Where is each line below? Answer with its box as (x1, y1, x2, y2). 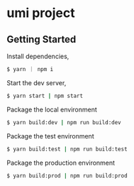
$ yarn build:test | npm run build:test (6, 146, 128, 153)
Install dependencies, (6, 52, 69, 60)
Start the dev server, (6, 78, 67, 87)
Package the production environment (6, 158, 115, 167)
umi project (6, 5, 75, 21)
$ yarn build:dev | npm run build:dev (6, 119, 121, 126)
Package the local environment (6, 105, 97, 114)
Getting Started (6, 33, 77, 45)
